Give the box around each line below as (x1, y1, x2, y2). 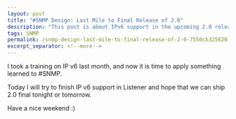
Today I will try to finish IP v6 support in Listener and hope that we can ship (7, 83, 225, 91)
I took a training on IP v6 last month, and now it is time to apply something (7, 62, 221, 70)
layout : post (7, 10, 46, 17)
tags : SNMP (7, 29, 39, 37)
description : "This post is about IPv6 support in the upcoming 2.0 (7, 23, 212, 30)
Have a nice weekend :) (7, 104, 76, 112)
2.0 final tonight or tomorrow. (7, 90, 92, 99)
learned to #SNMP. (7, 69, 63, 78)
